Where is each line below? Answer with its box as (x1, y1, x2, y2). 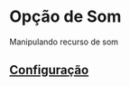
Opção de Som (9, 6, 122, 27)
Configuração (9, 62, 89, 78)
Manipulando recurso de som (9, 36, 119, 47)
